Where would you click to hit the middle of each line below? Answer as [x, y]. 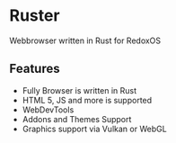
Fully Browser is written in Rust [79, 90]
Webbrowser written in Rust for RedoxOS [85, 40]
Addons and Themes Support [77, 119]
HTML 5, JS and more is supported [87, 100]
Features [35, 69]
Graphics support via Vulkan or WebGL [95, 129]
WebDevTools [48, 110]
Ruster [35, 16]
